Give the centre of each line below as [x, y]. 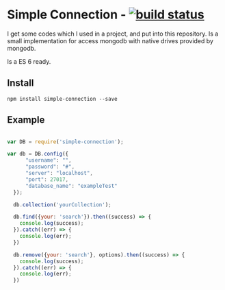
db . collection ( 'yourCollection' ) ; [62, 205]
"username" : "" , [48, 160]
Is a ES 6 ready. [29, 61]
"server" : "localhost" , [59, 173]
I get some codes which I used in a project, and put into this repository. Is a [113, 34]
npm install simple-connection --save [62, 99]
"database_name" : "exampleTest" [71, 186]
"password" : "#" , [50, 167]
